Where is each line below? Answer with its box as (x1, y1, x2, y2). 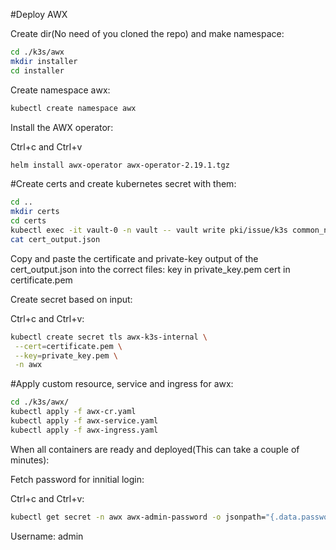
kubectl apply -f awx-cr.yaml (10, 407, 137, 417)
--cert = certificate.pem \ (14, 341, 123, 351)
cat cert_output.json (10, 234, 101, 244)
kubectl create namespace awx (10, 103, 137, 113)
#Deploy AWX (10, 9, 68, 20)
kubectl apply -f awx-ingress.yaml (10, 425, 159, 435)
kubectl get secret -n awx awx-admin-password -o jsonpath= (10, 512, 267, 522)
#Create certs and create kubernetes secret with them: (10, 178, 237, 190)
